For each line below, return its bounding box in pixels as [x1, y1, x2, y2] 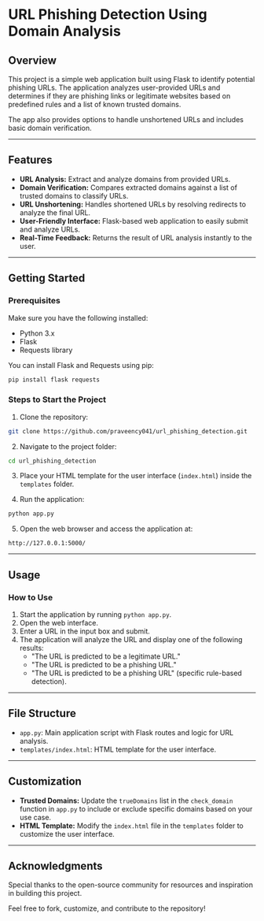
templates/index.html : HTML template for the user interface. [19, 745, 217, 754]
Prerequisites [8, 295, 60, 306]
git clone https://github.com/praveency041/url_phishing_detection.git [8, 427, 247, 435]
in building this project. [8, 889, 82, 898]
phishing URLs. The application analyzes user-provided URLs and [8, 83, 221, 92]
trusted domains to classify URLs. [19, 191, 129, 200]
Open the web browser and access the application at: [19, 524, 193, 533]
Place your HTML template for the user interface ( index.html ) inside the [19, 471, 252, 481]
